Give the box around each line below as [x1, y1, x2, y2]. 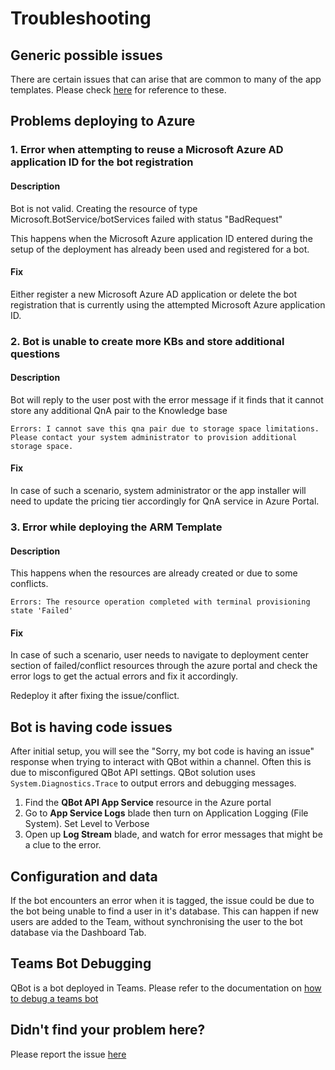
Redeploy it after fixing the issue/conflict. [10, 690, 180, 702]
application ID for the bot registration [10, 155, 194, 169]
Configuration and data [10, 868, 158, 885]
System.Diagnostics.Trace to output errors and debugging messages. [10, 777, 297, 789]
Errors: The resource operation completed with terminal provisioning [10, 597, 311, 607]
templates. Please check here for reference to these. [10, 84, 227, 96]
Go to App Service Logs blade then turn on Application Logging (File [24, 807, 309, 819]
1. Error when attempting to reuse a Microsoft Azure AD [10, 143, 284, 157]
